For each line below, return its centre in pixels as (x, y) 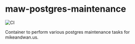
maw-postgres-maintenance (66, 9)
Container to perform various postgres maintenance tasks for (67, 32)
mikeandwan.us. (22, 37)
